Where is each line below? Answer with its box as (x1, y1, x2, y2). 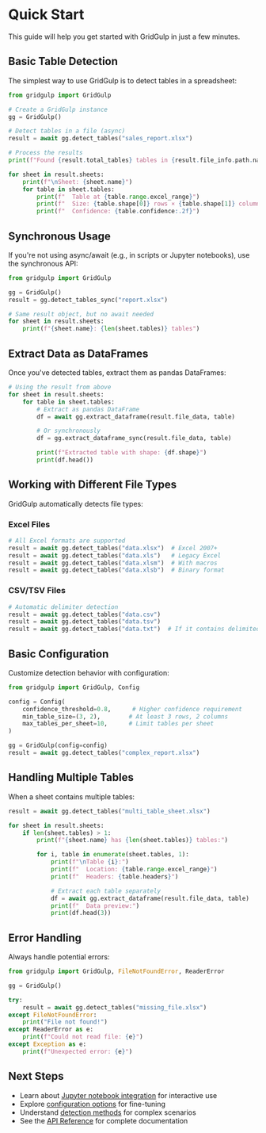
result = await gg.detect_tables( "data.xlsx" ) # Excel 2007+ (8, 544, 218, 552)
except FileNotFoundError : (8, 1011, 97, 1019)
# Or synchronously (36, 427, 101, 435)
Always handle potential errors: (8, 952, 110, 962)
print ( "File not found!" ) (22, 1018, 108, 1026)
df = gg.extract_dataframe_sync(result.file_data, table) (36, 434, 232, 442)
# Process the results (8, 149, 83, 157)
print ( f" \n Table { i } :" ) (50, 858, 129, 866)
